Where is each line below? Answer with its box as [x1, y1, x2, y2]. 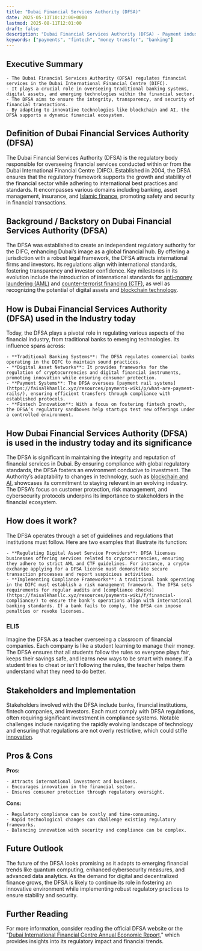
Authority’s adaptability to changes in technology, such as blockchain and [6, 473, 189, 480]
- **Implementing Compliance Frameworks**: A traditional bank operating [6, 577, 195, 583]
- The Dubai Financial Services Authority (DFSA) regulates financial [6, 75, 187, 81]
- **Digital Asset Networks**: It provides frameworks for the [6, 364, 168, 371]
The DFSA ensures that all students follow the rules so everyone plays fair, [6, 649, 191, 656]
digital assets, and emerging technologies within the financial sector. [6, 91, 195, 97]
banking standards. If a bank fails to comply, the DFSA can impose [6, 602, 182, 609]
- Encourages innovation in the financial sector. [6, 783, 136, 790]
